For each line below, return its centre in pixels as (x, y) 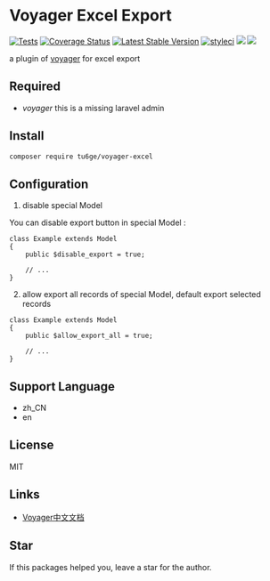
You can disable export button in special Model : (98, 222)
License (32, 445)
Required (35, 87)
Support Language (62, 387)
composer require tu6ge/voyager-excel (81, 157)
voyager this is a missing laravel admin (93, 108)
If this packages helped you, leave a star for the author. (110, 567)
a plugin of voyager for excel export (75, 58)
